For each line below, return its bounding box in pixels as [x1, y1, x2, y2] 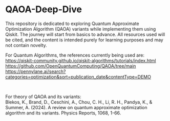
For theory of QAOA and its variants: [5, 93, 82, 100]
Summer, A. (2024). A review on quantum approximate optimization [5, 104, 147, 110]
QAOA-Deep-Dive [5, 4, 82, 15]
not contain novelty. [5, 42, 47, 48]
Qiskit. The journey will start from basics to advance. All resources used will [5, 31, 165, 37]
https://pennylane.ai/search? [5, 68, 66, 75]
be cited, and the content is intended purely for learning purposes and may [5, 37, 164, 43]
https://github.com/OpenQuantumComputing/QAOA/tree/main [5, 63, 136, 69]
